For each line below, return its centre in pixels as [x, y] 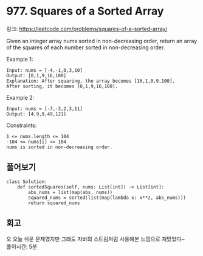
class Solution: [27, 182]
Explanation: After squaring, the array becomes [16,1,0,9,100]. [91, 81]
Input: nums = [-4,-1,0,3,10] [45, 70]
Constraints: [22, 125]
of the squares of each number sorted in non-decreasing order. [86, 47]
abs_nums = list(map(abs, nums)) [71, 192]
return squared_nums [54, 203]
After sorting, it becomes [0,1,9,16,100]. [62, 86]
